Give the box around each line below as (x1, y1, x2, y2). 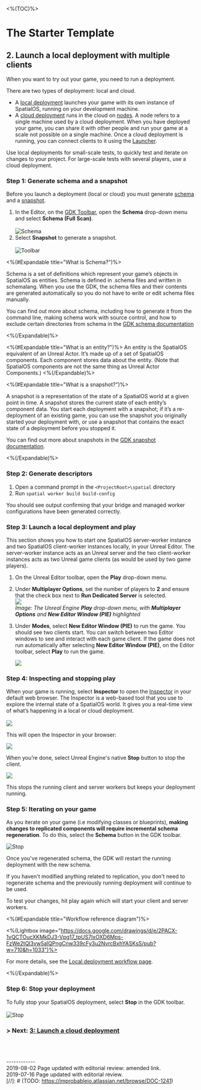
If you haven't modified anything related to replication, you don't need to (6, 873, 185, 880)
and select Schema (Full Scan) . (14, 215, 94, 222)
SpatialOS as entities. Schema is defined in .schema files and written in (6, 277, 182, 284)
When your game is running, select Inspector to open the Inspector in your (6, 688, 191, 695)
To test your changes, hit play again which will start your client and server (6, 897, 189, 904)
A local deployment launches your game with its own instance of (14, 99, 175, 106)
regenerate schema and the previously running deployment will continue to (6, 879, 192, 886)
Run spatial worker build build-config (14, 489, 115, 496)
